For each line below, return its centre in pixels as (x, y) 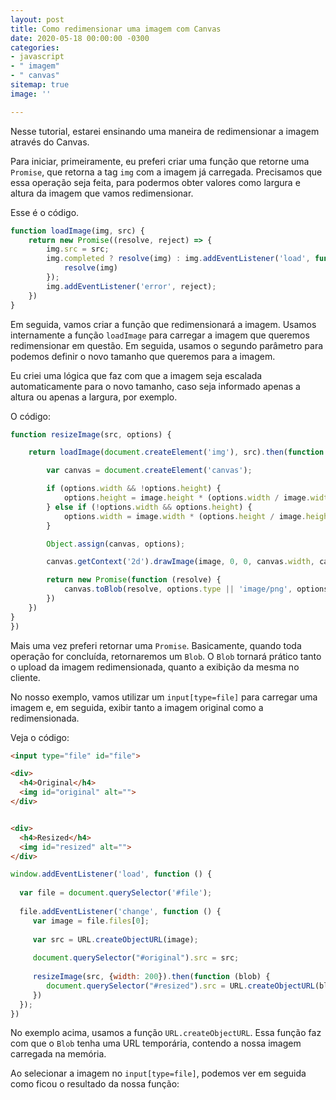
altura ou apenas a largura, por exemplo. (94, 397)
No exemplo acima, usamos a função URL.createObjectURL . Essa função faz (166, 1033)
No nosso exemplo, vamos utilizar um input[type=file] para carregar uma (164, 697)
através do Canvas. (50, 142)
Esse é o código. (45, 212)
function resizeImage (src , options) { (91, 434)
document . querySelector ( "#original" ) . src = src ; (136, 958)
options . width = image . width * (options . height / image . (185, 516)
